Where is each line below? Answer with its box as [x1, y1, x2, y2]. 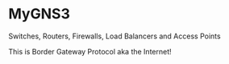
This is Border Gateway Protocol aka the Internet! [8, 46, 172, 56]
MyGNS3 [8, 5, 70, 23]
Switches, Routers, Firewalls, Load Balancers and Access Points [8, 31, 221, 41]
